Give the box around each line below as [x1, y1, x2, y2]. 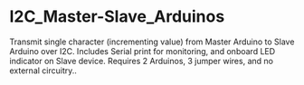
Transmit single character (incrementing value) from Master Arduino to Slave [9, 36, 295, 47]
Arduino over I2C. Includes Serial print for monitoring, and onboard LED [9, 45, 276, 56]
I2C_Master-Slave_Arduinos [9, 6, 225, 27]
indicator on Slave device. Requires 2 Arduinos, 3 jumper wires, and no [9, 55, 274, 66]
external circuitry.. [9, 65, 77, 76]
